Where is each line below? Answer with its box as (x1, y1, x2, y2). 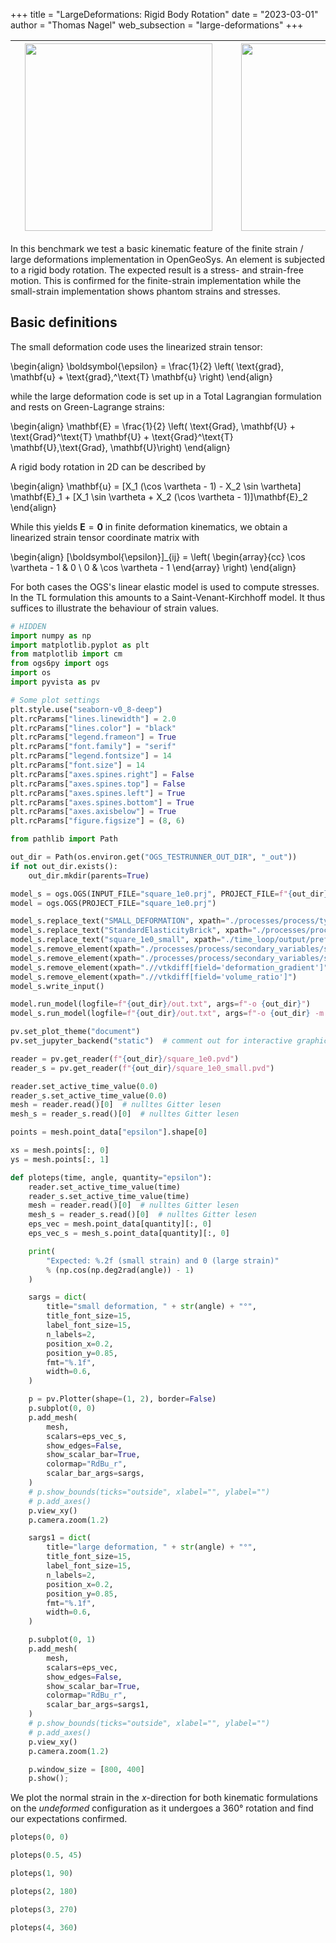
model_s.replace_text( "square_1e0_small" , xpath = (10, 935, 222, 945)
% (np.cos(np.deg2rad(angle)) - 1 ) (46, 1265, 195, 1275)
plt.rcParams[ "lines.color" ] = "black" (10, 723, 177, 733)
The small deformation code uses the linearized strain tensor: (10, 340, 263, 353)
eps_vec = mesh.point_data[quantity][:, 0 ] (28, 1219, 213, 1229)
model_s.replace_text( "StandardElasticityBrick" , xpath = (10, 925, 253, 936)
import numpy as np (10, 630, 92, 641)
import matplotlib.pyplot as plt (10, 640, 150, 650)
